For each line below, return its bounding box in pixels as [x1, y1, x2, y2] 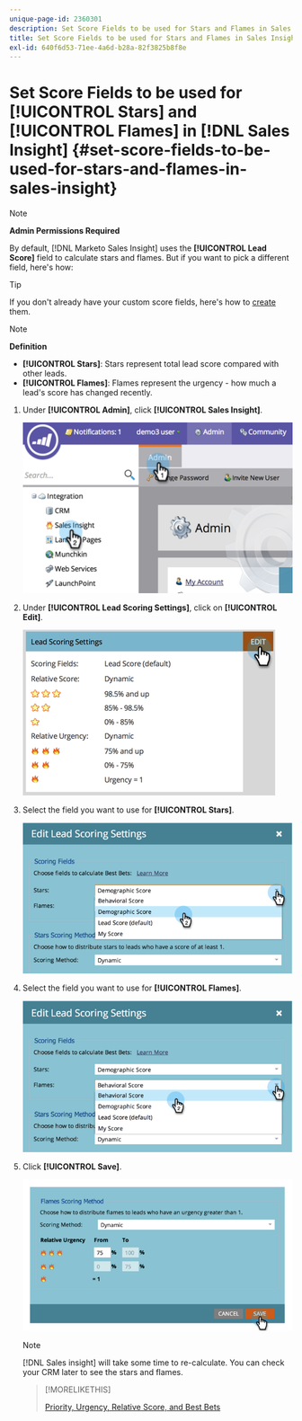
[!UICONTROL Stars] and [9, 102, 198, 122]
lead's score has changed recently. [22, 387, 153, 398]
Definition [9, 342, 48, 352]
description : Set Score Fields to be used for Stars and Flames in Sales [9, 23, 292, 33]
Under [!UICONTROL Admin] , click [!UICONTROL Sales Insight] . [22, 404, 263, 415]
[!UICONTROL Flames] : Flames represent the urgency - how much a [22, 377, 277, 388]
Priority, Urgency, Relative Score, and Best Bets [44, 1402, 221, 1413]
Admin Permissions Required [9, 226, 120, 236]
